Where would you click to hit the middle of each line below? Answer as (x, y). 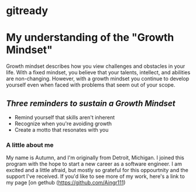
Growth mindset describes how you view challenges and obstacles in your (96, 66)
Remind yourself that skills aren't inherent (65, 117)
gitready (27, 11)
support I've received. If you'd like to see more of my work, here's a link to (96, 176)
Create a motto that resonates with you (61, 129)
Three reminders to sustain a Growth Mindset (91, 103)
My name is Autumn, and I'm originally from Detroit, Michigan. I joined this (95, 158)
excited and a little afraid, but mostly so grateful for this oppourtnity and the (97, 170)
